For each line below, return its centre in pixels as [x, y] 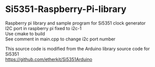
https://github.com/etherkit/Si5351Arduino [49, 59]
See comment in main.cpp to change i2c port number [60, 39]
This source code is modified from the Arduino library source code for [77, 48]
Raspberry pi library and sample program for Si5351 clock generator [75, 23]
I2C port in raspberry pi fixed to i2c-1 [43, 28]
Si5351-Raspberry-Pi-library [66, 9]
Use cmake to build [25, 33]
